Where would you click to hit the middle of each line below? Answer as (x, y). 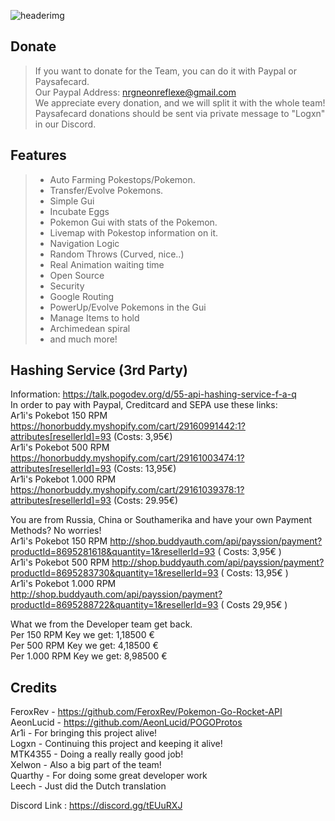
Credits (34, 687)
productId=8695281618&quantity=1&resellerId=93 (113, 552)
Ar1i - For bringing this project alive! (84, 733)
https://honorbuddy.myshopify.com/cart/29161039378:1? (127, 490)
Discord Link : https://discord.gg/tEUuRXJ (96, 806)
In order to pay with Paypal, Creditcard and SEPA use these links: (144, 405)
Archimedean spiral (90, 328)
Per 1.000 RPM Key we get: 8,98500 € (89, 656)
